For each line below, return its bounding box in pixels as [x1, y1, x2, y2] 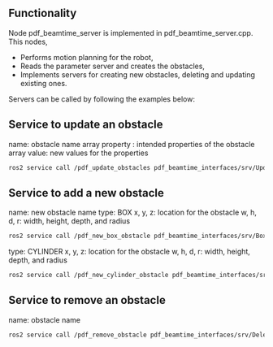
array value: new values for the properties [8, 148, 149, 158]
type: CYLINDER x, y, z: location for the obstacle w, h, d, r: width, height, [8, 247, 250, 257]
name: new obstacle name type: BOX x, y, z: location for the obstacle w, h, [8, 207, 258, 218]
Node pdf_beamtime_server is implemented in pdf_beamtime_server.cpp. [8, 28, 253, 37]
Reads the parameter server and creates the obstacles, [19, 61, 206, 71]
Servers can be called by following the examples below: [8, 93, 195, 104]
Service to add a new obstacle [8, 186, 164, 200]
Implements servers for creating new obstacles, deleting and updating [19, 69, 256, 80]
